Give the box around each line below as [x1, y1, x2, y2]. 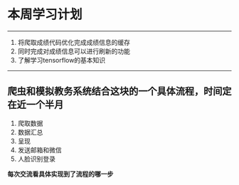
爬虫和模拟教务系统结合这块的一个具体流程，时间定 [7, 85, 232, 97]
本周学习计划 [7, 6, 83, 23]
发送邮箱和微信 [17, 145, 62, 154]
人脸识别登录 [17, 154, 55, 163]
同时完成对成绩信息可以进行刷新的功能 [17, 47, 130, 55]
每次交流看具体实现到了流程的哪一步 [7, 169, 114, 178]
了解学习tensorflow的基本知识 [17, 55, 106, 64]
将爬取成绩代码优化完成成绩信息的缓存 [17, 38, 130, 46]
